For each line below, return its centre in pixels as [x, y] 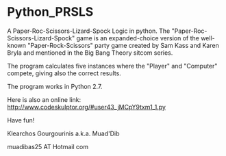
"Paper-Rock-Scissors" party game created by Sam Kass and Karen [123, 45]
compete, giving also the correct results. [64, 73]
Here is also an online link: [44, 99]
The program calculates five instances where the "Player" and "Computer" [112, 66]
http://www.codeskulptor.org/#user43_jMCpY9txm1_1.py [87, 107]
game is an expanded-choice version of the [138, 38]
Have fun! [21, 120]
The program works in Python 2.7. [55, 86]
